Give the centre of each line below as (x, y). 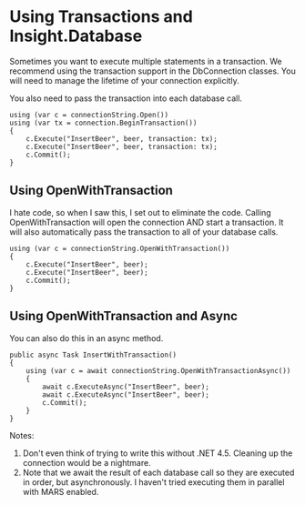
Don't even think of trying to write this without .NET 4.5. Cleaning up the (158, 453)
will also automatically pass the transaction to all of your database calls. (144, 232)
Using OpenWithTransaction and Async (124, 316)
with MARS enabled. (61, 491)
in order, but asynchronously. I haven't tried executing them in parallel (153, 482)
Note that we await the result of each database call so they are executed (158, 472)
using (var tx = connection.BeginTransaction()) (103, 123)
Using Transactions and (101, 17)
